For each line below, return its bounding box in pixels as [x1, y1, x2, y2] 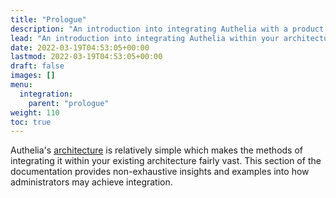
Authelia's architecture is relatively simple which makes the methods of [10, 144, 304, 156]
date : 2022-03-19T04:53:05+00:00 [10, 42, 150, 53]
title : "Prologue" [10, 14, 87, 25]
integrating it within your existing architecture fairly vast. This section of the [10, 155, 322, 167]
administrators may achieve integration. [10, 176, 173, 188]
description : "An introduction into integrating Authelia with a [10, 24, 288, 34]
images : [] [10, 71, 56, 81]
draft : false [10, 61, 65, 71]
